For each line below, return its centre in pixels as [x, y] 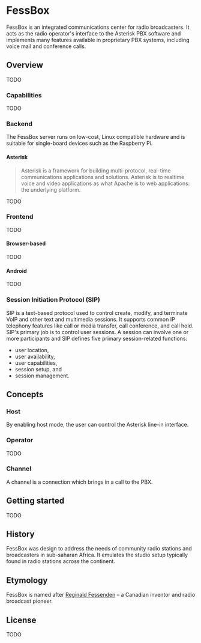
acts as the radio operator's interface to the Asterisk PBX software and [94, 33]
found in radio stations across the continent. [61, 561]
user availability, [35, 356]
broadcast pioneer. [29, 601]
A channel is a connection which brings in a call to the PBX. [79, 482]
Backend [19, 124]
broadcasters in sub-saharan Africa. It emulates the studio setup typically [97, 555]
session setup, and [38, 369]
